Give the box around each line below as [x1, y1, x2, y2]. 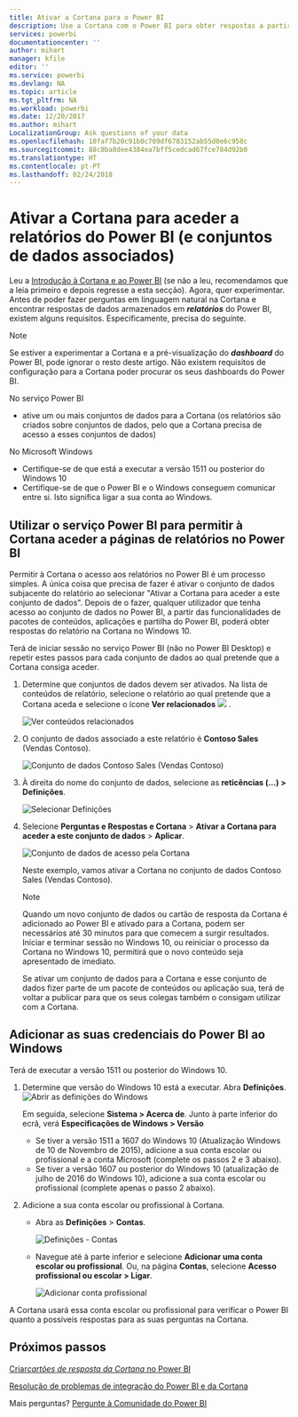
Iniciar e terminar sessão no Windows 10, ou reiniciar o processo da [21, 937, 270, 947]
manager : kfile [9, 54, 66, 63]
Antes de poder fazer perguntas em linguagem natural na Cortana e [9, 294, 257, 305]
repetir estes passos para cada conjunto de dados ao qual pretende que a [9, 652, 279, 663]
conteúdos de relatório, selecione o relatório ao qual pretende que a [21, 689, 271, 698]
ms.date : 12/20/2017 [9, 112, 86, 121]
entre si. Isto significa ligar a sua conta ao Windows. [21, 492, 213, 503]
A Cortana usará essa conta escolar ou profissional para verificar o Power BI [9, 1304, 289, 1315]
